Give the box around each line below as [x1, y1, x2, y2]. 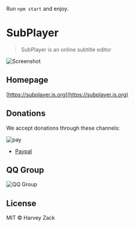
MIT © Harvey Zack [6, 214, 55, 222]
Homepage [6, 75, 49, 85]
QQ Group [6, 165, 44, 175]
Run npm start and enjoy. [6, 5, 69, 12]
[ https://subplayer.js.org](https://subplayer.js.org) [6, 91, 129, 98]
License [6, 198, 37, 208]
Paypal [14, 147, 32, 155]
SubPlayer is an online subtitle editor [20, 46, 112, 53]
